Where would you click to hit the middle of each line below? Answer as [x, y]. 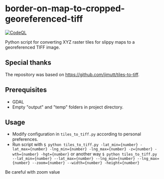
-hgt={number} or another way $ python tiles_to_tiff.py [99, 154]
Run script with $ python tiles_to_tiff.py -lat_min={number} [75, 145]
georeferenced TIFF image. [33, 47]
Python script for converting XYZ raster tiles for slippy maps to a [70, 42]
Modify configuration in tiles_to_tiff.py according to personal [76, 134]
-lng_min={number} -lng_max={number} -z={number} [101, 149]
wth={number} [25, 154]
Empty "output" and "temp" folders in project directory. [68, 107]
